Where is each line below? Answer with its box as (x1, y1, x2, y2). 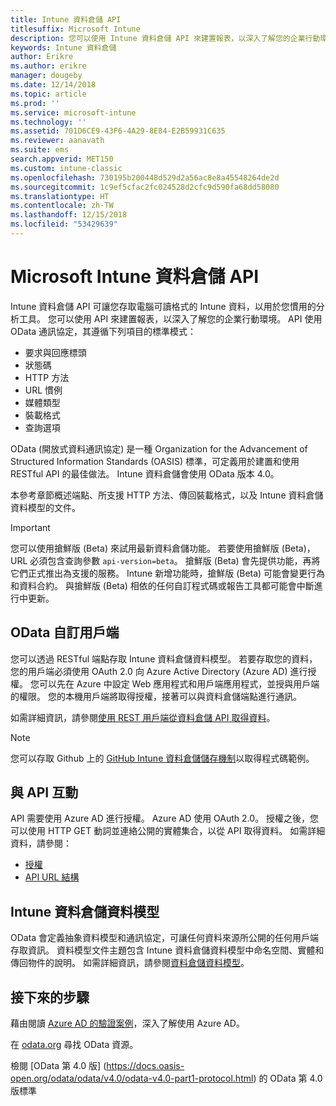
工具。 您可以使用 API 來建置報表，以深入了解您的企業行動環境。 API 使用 (18, 312, 323, 325)
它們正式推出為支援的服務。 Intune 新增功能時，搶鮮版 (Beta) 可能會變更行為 (10, 567, 326, 579)
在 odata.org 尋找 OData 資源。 (10, 1039, 139, 1051)
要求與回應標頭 (24, 346, 87, 358)
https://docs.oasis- (106, 1060, 185, 1072)
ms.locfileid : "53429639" (10, 219, 118, 230)
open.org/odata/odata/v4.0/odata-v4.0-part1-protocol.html (10, 1072, 254, 1085)
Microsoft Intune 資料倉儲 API (10, 266, 260, 288)
